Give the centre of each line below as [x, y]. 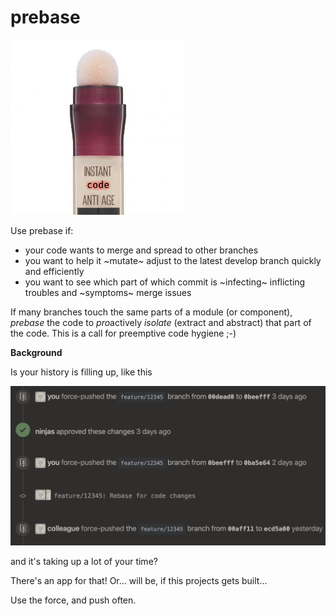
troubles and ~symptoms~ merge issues [108, 292]
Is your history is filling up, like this [81, 372]
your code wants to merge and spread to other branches [141, 250]
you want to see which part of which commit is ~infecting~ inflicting [165, 282]
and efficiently [54, 271]
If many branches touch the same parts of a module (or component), [151, 312]
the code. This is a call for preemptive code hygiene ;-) [123, 333]
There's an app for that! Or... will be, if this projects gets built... [139, 580]
